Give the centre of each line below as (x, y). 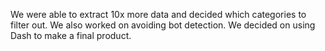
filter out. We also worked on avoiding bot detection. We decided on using (163, 25)
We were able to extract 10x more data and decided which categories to (158, 14)
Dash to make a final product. (71, 35)
